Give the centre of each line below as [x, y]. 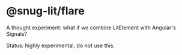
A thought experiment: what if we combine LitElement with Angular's [91, 27]
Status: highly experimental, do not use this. [61, 45]
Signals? [17, 33]
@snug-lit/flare [46, 11]
